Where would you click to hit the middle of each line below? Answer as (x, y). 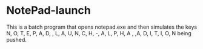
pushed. (17, 39)
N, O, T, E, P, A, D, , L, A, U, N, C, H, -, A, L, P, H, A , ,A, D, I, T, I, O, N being (99, 33)
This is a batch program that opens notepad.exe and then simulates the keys (102, 27)
